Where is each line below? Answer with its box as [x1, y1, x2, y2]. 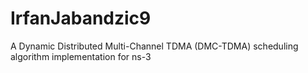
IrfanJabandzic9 [10, 7, 152, 30]
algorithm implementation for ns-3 [10, 50, 152, 62]
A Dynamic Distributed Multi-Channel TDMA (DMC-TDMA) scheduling [10, 40, 299, 52]
